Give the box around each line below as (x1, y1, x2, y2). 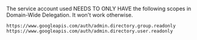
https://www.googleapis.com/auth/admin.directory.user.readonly (6, 28, 173, 34)
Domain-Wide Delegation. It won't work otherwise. (6, 11, 133, 19)
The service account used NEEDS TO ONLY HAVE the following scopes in (6, 5, 192, 12)
